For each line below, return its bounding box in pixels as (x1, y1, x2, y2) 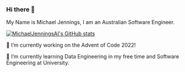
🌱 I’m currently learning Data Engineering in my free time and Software (6, 53, 180, 60)
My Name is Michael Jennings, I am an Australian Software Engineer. (6, 19, 175, 26)
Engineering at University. (6, 59, 70, 67)
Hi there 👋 (6, 5, 36, 14)
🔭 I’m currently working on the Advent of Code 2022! (6, 41, 136, 49)
